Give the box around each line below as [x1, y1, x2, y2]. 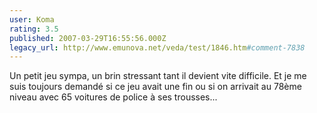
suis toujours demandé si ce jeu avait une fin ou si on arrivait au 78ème [9, 81, 302, 93]
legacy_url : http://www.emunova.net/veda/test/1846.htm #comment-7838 [9, 42, 306, 53]
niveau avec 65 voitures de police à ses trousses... [9, 91, 218, 103]
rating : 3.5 [9, 24, 59, 34]
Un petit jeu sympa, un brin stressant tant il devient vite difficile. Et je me [9, 70, 307, 82]
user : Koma [9, 14, 55, 25]
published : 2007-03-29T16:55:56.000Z [9, 33, 167, 43]
